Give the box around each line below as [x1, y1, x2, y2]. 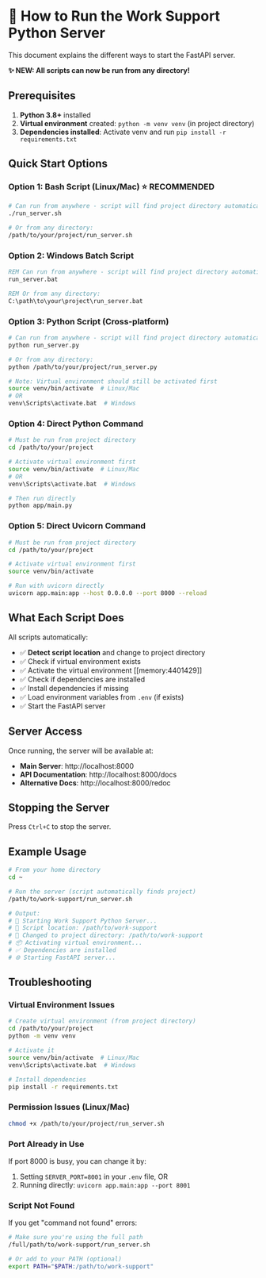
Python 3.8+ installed [19, 110, 91, 120]
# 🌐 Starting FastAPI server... [8, 954, 116, 961]
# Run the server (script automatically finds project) [8, 888, 196, 896]
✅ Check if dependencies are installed [19, 674, 146, 684]
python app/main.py [8, 501, 73, 510]
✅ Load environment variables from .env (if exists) [19, 692, 184, 701]
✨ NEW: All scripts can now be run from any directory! [8, 65, 190, 75]
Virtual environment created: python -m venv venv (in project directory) [19, 118, 255, 128]
